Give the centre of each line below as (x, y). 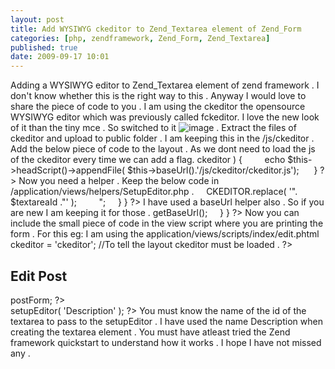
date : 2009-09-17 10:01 (60, 57)
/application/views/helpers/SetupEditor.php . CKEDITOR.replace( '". (154, 192)
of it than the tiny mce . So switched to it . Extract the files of (153, 128)
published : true (44, 47)
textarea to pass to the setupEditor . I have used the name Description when (166, 321)
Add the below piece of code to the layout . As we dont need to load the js (163, 149)
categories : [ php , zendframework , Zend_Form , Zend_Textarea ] (140, 38)
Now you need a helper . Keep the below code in (119, 181)
